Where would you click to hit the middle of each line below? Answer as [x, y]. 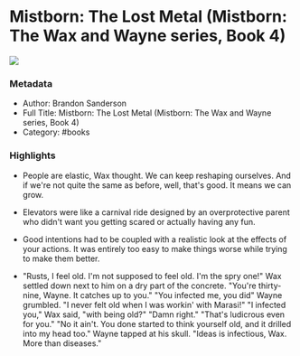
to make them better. [61, 258]
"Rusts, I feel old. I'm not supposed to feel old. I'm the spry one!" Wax [152, 276]
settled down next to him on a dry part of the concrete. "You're [139, 286]
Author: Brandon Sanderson [75, 103]
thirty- [270, 286]
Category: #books [56, 132]
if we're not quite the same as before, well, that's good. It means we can [157, 185]
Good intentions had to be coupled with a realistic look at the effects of [155, 239]
